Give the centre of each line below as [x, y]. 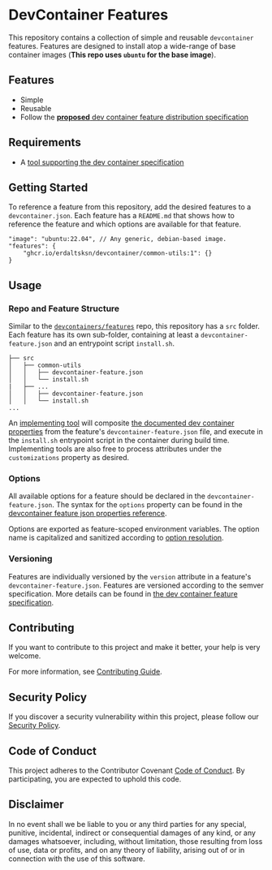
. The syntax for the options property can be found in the [147, 505]
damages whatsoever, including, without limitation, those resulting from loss [136, 841]
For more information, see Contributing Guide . [85, 672]
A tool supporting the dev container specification [102, 162]
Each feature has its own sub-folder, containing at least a [104, 335]
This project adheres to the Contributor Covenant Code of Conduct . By [127, 771]
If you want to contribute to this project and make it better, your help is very [134, 648]
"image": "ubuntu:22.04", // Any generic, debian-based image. [118, 239]
